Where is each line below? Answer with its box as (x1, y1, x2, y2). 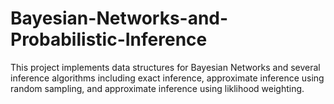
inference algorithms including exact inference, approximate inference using (10, 72, 325, 84)
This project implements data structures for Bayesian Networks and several (10, 61, 321, 73)
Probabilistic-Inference (10, 28, 208, 51)
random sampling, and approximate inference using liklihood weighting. (10, 82, 305, 94)
